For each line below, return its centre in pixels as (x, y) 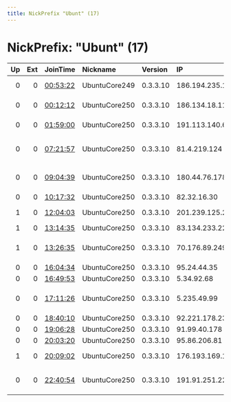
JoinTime (60, 69)
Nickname (99, 69)
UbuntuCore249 (109, 85)
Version (155, 69)
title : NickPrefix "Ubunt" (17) (53, 13)
